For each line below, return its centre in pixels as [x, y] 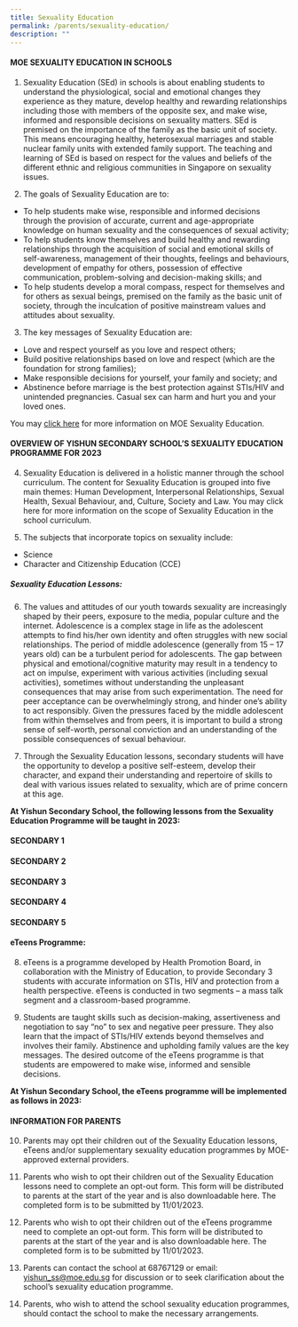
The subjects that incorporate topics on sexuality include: [128, 537]
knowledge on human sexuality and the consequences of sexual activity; [156, 230]
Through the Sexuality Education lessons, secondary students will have [153, 755]
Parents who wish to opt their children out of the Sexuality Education [148, 1177]
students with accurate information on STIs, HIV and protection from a [151, 981]
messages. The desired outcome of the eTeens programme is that [143, 1055]
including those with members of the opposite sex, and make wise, [145, 110]
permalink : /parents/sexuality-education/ [90, 26]
